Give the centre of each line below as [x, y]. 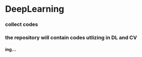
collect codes [22, 25]
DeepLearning [35, 9]
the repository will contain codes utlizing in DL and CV [71, 38]
